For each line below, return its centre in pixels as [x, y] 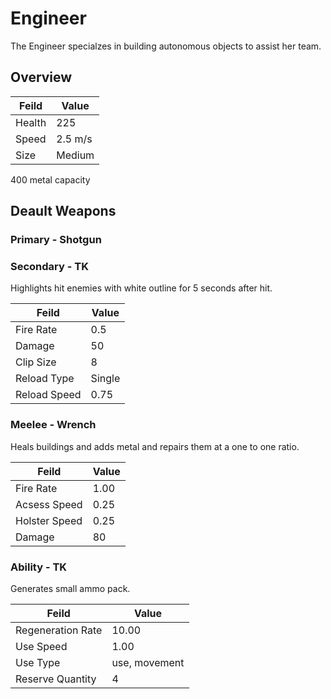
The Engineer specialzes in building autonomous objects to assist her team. [166, 46]
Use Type [38, 662]
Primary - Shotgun [56, 240]
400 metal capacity [50, 179]
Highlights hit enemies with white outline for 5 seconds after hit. [141, 288]
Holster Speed [49, 520]
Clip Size [36, 362]
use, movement [148, 662]
